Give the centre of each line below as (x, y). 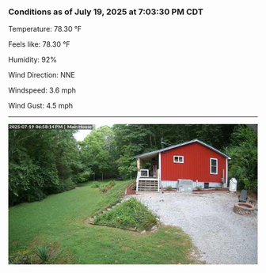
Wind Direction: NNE (42, 75)
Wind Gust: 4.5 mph (41, 106)
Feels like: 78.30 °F (39, 44)
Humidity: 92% (32, 60)
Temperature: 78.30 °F (45, 29)
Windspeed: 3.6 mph (42, 90)
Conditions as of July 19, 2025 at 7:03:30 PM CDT (106, 12)
